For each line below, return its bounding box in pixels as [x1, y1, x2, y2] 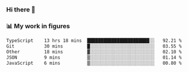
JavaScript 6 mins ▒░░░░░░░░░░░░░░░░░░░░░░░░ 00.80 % [6, 60, 182, 66]
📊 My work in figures [6, 22, 70, 30]
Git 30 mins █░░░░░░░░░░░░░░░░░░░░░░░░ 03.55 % [6, 43, 182, 50]
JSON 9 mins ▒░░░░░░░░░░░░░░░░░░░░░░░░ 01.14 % [6, 54, 182, 61]
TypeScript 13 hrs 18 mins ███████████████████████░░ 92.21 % [6, 38, 182, 44]
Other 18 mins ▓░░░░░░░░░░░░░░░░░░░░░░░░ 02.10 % [6, 49, 182, 55]
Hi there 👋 [6, 5, 36, 14]
